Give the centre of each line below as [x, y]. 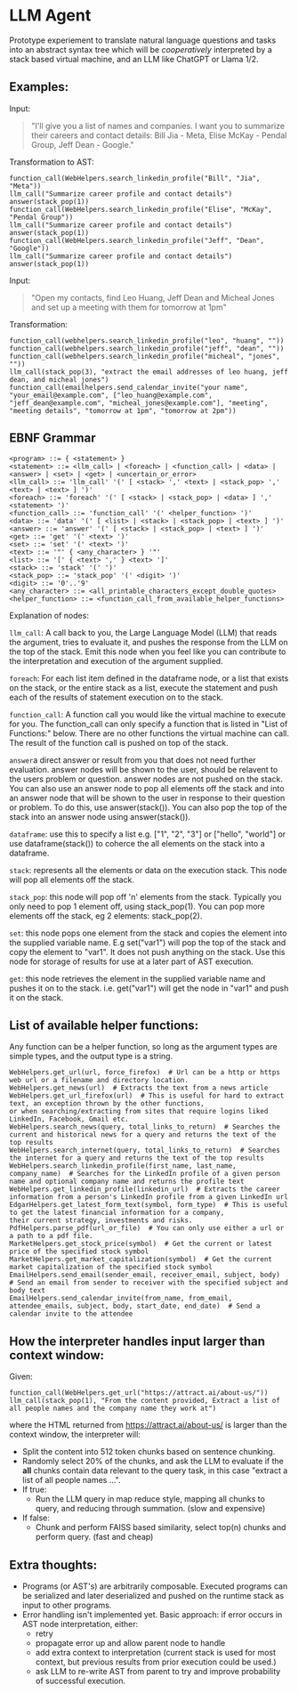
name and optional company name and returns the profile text [127, 1182]
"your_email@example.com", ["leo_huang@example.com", [111, 395]
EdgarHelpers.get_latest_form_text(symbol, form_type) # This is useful [149, 1205]
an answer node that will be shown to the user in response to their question [147, 798]
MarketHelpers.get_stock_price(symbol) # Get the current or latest [141, 1244]
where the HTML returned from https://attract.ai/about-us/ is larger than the [148, 1425]
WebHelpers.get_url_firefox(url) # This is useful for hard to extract [147, 1096]
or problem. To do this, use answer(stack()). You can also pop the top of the [148, 807]
